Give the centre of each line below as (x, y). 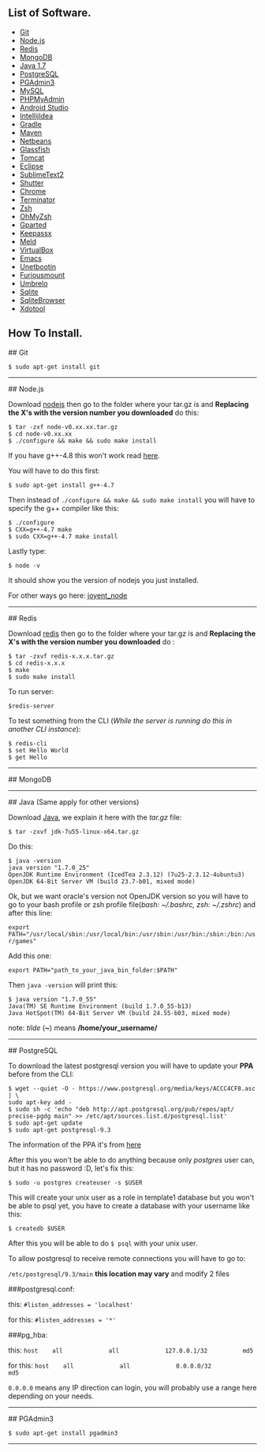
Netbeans (35, 140)
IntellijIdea (36, 116)
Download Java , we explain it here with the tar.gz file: (95, 817)
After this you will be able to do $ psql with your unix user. (103, 1243)
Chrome (33, 191)
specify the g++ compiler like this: (63, 508)
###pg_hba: (28, 1334)
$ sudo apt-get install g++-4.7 (61, 485)
